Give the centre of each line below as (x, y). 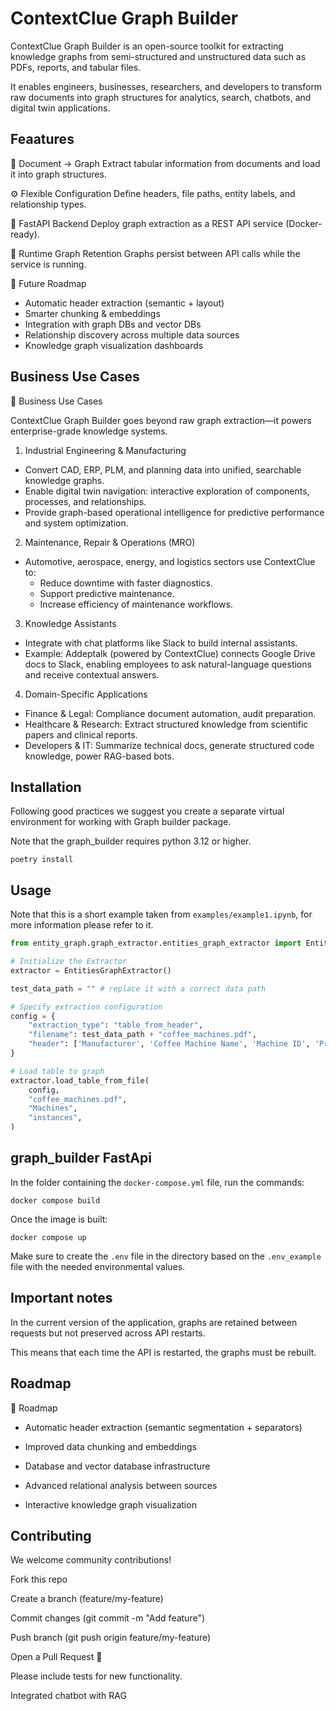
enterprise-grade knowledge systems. (89, 431)
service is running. (48, 264)
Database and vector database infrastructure (117, 1466)
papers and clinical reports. (81, 734)
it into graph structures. (58, 174)
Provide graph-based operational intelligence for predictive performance (174, 512)
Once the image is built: (59, 1219)
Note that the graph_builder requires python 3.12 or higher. (131, 841)
